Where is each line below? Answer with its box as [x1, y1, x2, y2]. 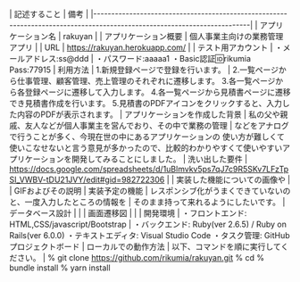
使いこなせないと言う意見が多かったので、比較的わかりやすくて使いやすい [9, 143, 283, 153]
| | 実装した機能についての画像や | [166, 174, 291, 185]
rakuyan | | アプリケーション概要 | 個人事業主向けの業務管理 [62, 31, 284, 41]
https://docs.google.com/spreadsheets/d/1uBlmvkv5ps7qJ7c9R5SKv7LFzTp [9, 164, 289, 174]
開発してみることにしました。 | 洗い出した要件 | [71, 153, 248, 164]
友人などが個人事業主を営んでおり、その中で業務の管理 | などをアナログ [24, 120, 289, 130]
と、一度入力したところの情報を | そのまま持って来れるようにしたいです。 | [9, 196, 286, 207]
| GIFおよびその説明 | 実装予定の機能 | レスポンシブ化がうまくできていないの [9, 186, 291, 195]
